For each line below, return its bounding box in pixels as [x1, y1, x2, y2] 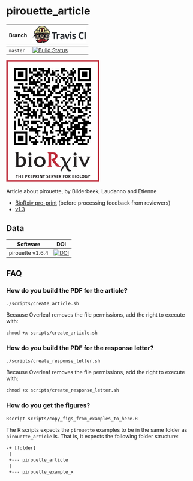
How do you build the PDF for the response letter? [6, 344, 154, 352]
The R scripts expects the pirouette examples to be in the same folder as [6, 426, 188, 433]
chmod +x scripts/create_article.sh [6, 330, 98, 336]
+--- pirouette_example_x [8, 469, 74, 475]
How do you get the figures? [6, 401, 91, 410]
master [8, 47, 25, 53]
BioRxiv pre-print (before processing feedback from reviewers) [14, 199, 171, 206]
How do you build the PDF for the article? [6, 286, 128, 294]
